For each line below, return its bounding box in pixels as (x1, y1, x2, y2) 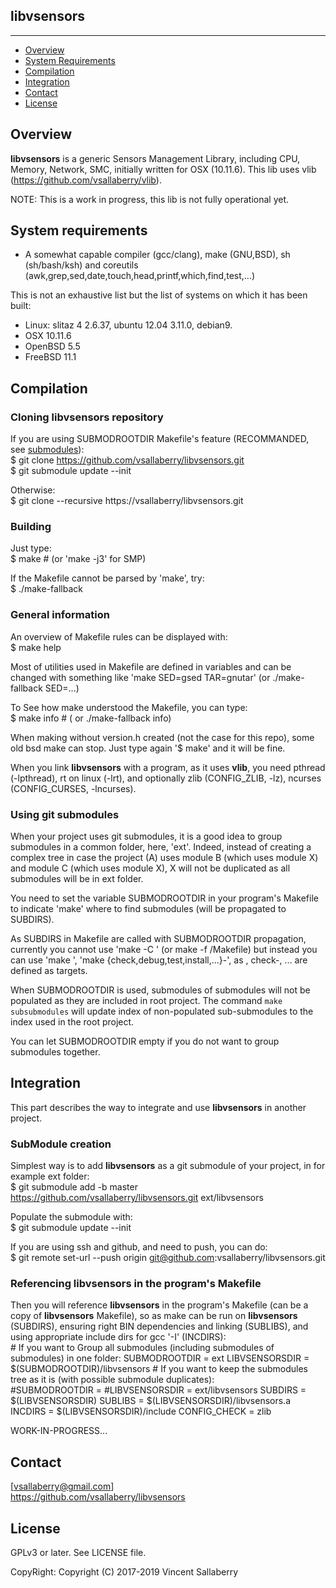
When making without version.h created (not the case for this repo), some (10, 731, 315, 743)
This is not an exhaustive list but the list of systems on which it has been (10, 289, 308, 301)
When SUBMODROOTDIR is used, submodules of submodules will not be (10, 984, 311, 996)
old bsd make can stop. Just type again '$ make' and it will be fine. (10, 742, 286, 754)
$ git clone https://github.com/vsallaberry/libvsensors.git (10, 454, 245, 466)
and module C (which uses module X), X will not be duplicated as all (10, 862, 291, 874)
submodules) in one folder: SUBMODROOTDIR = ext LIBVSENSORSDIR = (10, 1352, 310, 1364)
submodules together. (10, 1046, 101, 1058)
